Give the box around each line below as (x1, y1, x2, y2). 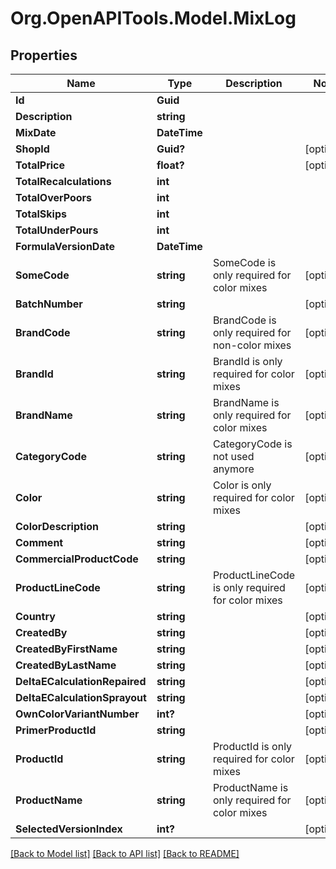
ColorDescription (15, 520, 99, 533)
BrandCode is (212, 313, 277, 327)
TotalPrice (15, 158, 66, 172)
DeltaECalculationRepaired (15, 675, 147, 688)
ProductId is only (212, 740, 293, 753)
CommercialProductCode (15, 552, 139, 566)
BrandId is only (212, 355, 283, 368)
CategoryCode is (212, 437, 293, 451)
